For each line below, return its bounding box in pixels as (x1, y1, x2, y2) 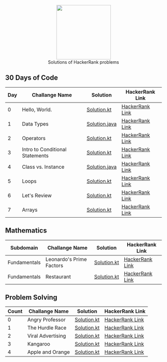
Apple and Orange (27, 349, 70, 356)
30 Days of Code (5, 74, 58, 82)
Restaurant (45, 273, 71, 280)
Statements (22, 152, 49, 159)
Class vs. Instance (22, 163, 65, 170)
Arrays (22, 206, 38, 213)
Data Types (22, 120, 49, 127)
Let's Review (22, 192, 52, 199)
